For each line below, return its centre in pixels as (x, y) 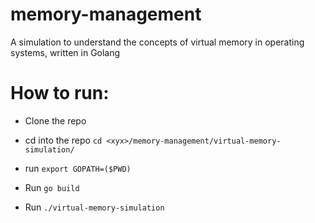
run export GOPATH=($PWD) (78, 168)
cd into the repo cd (63, 140)
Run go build (52, 187)
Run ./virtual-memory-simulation (94, 207)
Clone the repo (55, 120)
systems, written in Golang (65, 52)
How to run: (60, 93)
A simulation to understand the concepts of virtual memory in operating (157, 42)
